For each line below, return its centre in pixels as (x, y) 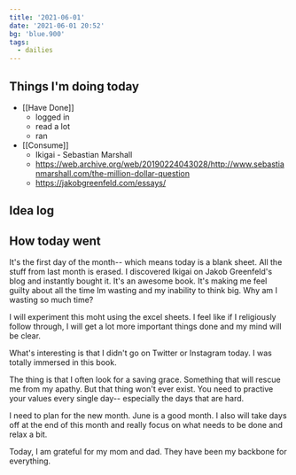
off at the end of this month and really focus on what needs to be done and (146, 425)
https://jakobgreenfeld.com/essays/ (101, 183)
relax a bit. (28, 434)
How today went (55, 241)
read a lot (53, 126)
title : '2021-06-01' (47, 17)
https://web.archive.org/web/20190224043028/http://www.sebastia (160, 164)
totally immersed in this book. (63, 362)
